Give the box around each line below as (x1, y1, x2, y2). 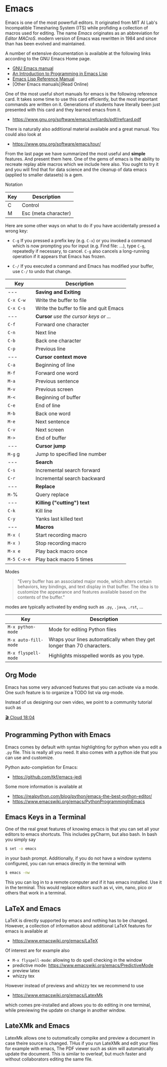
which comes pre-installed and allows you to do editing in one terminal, (5, 1002, 152, 1008)
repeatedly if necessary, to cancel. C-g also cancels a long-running (12, 248, 150, 254)
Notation (5, 181, 23, 187)
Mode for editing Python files (48, 626, 117, 633)
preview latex (12, 967, 40, 973)
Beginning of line (35, 361, 75, 368)
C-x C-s (7, 305, 26, 311)
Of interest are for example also (5, 947, 70, 953)
